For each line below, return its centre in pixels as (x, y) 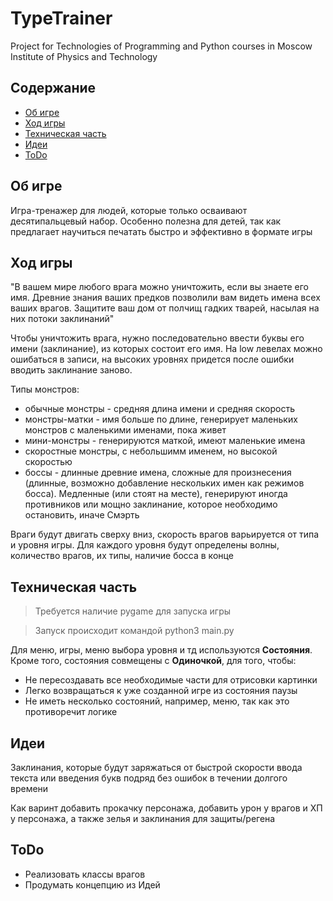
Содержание (53, 88)
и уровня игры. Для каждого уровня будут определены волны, (145, 545)
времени (29, 788)
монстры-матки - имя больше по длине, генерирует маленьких (161, 419)
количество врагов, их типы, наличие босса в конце (122, 556)
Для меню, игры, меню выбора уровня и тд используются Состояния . (161, 650)
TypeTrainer (61, 18)
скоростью (48, 462)
